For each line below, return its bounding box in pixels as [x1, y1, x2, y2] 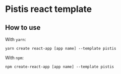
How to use [5, 23, 41, 32]
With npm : [5, 55, 24, 61]
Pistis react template [5, 3, 92, 15]
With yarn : [5, 36, 26, 42]
